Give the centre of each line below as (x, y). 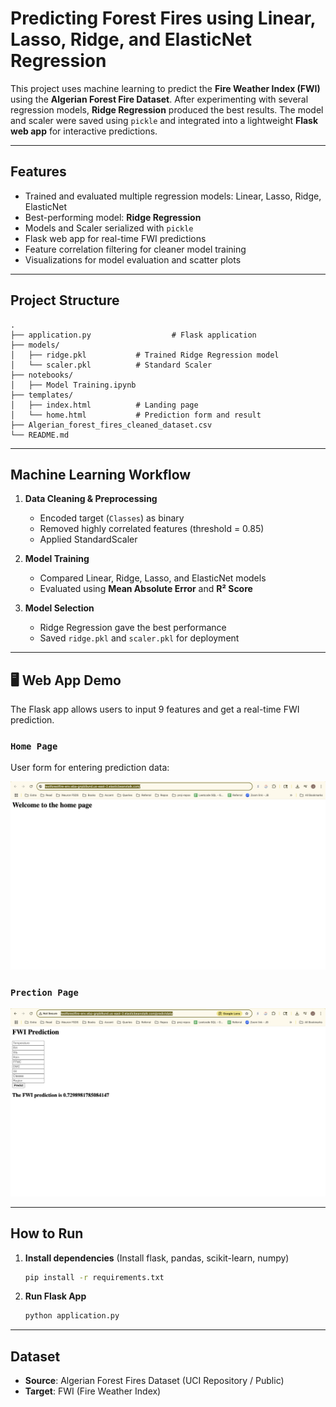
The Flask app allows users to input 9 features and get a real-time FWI (155, 709)
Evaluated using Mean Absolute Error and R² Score (146, 589)
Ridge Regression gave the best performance (133, 628)
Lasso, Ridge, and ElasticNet (131, 39)
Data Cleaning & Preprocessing (91, 499)
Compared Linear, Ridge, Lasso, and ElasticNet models (153, 578)
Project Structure (65, 300)
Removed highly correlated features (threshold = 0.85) (152, 529)
